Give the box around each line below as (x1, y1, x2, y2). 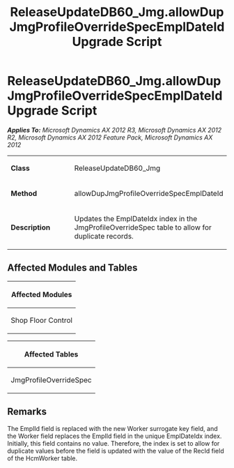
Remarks (7, 406, 47, 418)
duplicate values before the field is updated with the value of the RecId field (7, 446, 224, 455)
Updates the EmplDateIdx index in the (74, 213, 198, 223)
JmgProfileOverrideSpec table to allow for (74, 222, 212, 232)
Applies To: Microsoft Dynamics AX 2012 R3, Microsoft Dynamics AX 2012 (7, 126, 222, 134)
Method (10, 188, 38, 198)
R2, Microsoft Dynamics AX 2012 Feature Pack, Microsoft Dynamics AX (7, 133, 213, 142)
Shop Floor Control (10, 315, 73, 325)
